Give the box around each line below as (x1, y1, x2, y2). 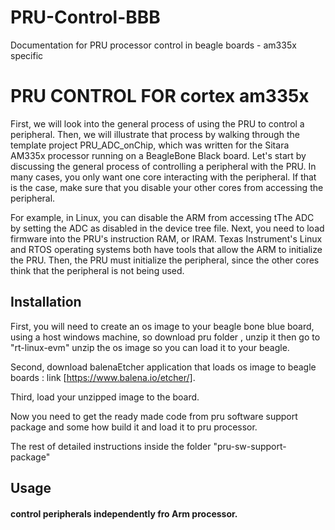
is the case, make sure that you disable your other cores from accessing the (10, 181, 324, 193)
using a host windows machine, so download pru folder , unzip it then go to (10, 331, 321, 343)
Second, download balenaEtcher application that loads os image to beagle (10, 361, 317, 373)
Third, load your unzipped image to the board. (10, 391, 200, 403)
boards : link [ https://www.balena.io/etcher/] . (10, 371, 196, 383)
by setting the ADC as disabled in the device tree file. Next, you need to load (10, 222, 325, 234)
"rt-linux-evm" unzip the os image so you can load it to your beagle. (10, 341, 290, 353)
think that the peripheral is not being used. (10, 264, 185, 276)
